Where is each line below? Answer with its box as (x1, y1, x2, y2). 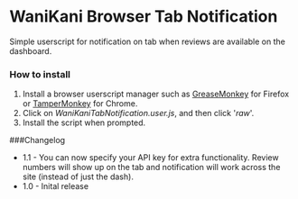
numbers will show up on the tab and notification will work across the (22, 162, 281, 173)
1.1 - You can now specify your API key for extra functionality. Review (22, 152, 279, 163)
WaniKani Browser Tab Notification (9, 6, 278, 27)
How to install (9, 68, 70, 80)
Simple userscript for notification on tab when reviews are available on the (9, 36, 286, 47)
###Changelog (9, 135, 66, 146)
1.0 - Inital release (22, 181, 88, 192)
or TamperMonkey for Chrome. (22, 98, 138, 109)
